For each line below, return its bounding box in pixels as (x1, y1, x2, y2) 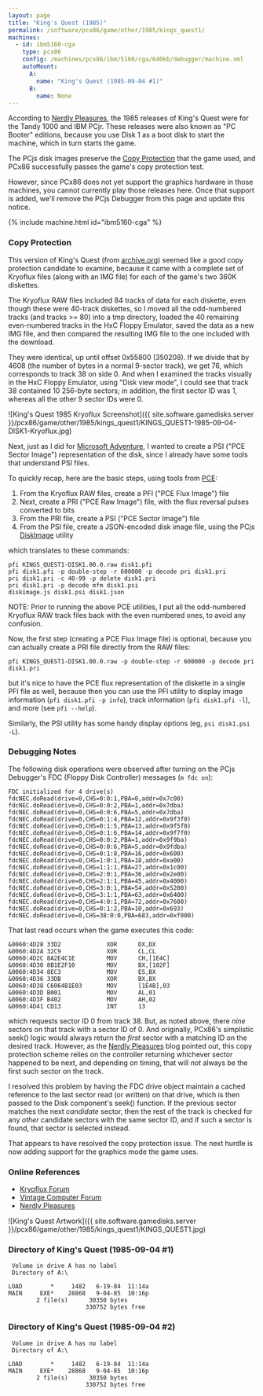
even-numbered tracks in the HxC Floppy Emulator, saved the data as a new (8, 320, 255, 330)
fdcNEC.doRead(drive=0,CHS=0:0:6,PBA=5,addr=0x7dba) (8, 808, 184, 816)
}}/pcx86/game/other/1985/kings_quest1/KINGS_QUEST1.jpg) (8, 1225, 206, 1234)
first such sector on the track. (8, 1066, 104, 1075)
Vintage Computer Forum (19, 1192, 102, 1203)
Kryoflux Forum (19, 1185, 71, 1194)
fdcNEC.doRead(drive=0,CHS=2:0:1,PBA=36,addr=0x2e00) (8, 870, 188, 878)
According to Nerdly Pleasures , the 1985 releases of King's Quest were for (8, 113, 249, 123)
